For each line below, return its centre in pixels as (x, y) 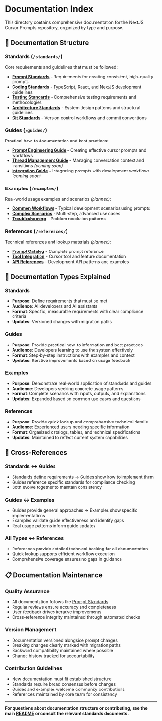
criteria (19, 316)
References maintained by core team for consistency (64, 694)
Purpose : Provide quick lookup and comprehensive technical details (80, 422)
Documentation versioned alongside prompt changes (65, 640)
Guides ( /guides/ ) (26, 130)
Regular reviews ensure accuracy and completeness (64, 607)
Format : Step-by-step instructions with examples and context (73, 355)
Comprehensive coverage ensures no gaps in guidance (67, 559)
